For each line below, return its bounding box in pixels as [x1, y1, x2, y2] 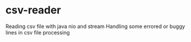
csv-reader [5, 3, 61, 17]
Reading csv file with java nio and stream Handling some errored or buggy [5, 23, 186, 30]
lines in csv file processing [5, 29, 70, 36]
